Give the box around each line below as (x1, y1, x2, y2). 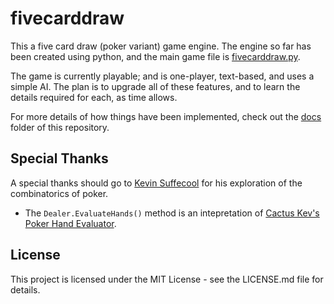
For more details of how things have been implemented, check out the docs (10, 110, 322, 122)
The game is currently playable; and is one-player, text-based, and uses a (10, 70, 315, 82)
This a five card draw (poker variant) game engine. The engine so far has (10, 40, 312, 52)
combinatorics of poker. (10, 187, 109, 199)
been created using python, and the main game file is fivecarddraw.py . (10, 50, 301, 62)
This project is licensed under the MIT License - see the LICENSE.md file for (10, 273, 324, 285)
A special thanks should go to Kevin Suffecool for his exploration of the (10, 177, 303, 189)
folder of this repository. (10, 121, 110, 133)
